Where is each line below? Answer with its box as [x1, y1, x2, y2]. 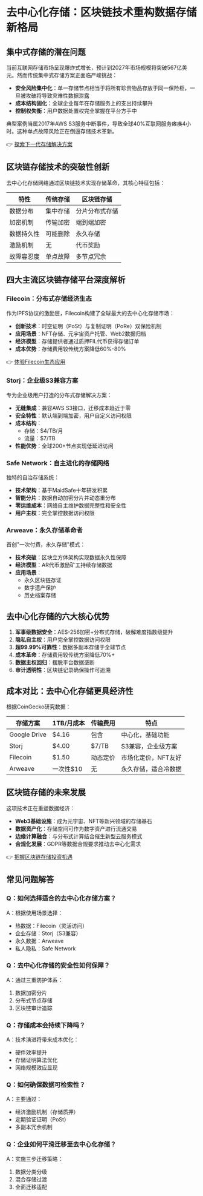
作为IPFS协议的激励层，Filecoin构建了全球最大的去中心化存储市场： [6, 309, 175, 317]
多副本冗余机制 [14, 1123, 53, 1131]
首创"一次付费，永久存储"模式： [6, 541, 86, 548]
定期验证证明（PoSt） [14, 1116, 69, 1123]
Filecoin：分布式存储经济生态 [6, 295, 92, 303]
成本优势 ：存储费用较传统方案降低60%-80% [14, 345, 126, 352]
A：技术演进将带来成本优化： [6, 1036, 79, 1043]
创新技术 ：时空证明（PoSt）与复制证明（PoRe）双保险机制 [14, 322, 162, 329]
